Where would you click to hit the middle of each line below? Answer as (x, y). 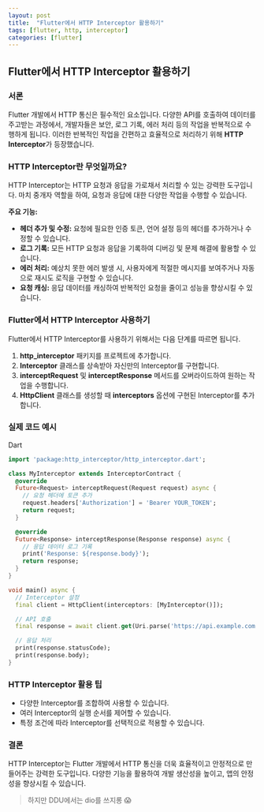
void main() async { (42, 590)
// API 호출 (33, 619)
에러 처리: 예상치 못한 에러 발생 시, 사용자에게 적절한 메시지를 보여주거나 (130, 268)
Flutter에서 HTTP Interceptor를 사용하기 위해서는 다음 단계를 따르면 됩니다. (125, 339)
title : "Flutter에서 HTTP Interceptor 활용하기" (86, 23)
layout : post (30, 15)
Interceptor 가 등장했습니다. (51, 144)
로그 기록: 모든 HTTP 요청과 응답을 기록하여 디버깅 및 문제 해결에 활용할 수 (134, 249)
